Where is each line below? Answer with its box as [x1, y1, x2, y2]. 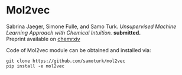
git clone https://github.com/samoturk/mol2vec [6, 58, 126, 64]
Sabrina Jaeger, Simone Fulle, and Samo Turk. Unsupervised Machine [6, 23, 177, 30]
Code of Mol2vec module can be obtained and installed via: [6, 46, 151, 53]
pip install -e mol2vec [6, 63, 65, 69]
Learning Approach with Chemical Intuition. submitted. [6, 29, 141, 36]
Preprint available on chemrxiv [6, 35, 81, 42]
